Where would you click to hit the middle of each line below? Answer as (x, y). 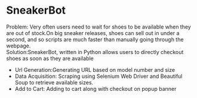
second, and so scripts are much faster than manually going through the (95, 39)
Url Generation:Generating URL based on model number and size (95, 69)
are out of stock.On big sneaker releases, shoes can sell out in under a (93, 33)
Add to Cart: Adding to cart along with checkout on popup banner (96, 88)
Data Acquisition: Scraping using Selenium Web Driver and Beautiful (98, 76)
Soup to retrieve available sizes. (54, 82)
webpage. (19, 46)
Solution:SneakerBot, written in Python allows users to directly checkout (95, 52)
